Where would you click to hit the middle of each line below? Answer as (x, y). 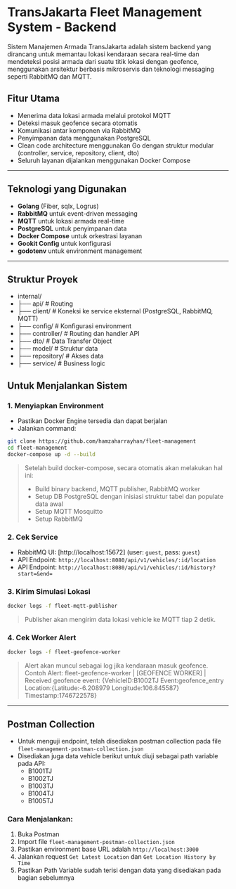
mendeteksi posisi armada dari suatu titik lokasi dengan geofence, (103, 61)
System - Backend (62, 27)
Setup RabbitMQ (59, 519)
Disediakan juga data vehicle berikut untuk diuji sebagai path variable (118, 756)
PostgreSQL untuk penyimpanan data (72, 228)
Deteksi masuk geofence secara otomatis (78, 123)
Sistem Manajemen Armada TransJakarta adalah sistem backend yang (109, 46)
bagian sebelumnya (46, 878)
